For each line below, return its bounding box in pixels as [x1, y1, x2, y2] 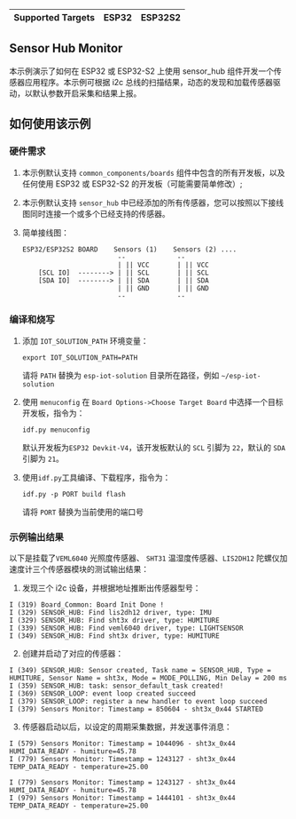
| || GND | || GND [117, 283, 210, 292]
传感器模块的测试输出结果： [47, 564, 149, 575]
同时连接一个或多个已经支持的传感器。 [29, 208, 170, 219]
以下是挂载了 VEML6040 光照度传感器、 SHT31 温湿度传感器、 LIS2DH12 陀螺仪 [9, 553, 281, 563]
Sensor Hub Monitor [9, 41, 123, 56]
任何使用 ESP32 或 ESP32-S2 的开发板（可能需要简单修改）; [21, 178, 243, 189]
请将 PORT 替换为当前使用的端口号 [21, 506, 144, 517]
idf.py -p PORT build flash [21, 489, 126, 498]
